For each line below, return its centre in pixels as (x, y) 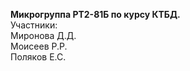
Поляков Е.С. (38, 57)
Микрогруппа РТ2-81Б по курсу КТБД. (95, 14)
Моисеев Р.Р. (39, 46)
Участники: (34, 25)
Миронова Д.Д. (43, 35)
